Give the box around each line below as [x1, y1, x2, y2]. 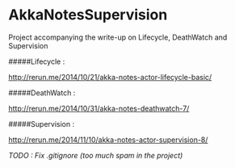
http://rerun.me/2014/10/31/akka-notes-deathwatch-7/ [8, 103, 190, 113]
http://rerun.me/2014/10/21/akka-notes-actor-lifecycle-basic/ [8, 72, 212, 82]
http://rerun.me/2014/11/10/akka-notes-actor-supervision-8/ [8, 135, 208, 145]
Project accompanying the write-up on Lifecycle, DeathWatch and [8, 32, 228, 42]
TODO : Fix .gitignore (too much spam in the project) [8, 150, 183, 160]
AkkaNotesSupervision [8, 6, 168, 24]
